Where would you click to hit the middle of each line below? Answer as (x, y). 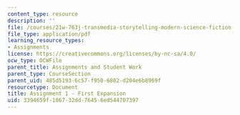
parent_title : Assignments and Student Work (75, 67)
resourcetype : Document (43, 87)
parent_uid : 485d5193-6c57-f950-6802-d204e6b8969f (84, 80)
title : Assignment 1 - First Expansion (67, 94)
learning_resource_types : (46, 41)
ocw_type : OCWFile (35, 61)
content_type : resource (43, 14)
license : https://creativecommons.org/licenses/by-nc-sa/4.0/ (102, 54)
